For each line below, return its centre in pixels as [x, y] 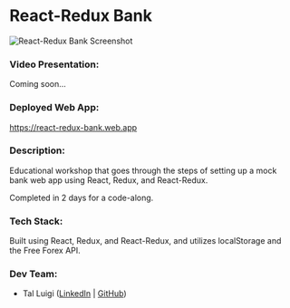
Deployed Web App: [54, 108]
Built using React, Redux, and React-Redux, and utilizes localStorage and [145, 241]
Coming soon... [38, 84]
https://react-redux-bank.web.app [73, 127]
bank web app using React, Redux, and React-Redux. [109, 180]
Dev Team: [34, 274]
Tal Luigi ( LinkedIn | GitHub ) [74, 294]
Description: [37, 150]
